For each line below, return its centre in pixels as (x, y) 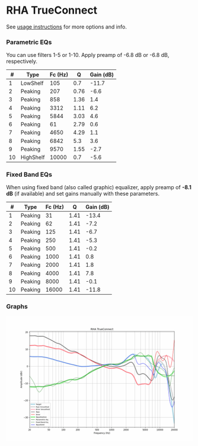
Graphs (17, 307)
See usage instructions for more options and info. (67, 27)
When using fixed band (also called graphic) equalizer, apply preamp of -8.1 (99, 187)
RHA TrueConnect (52, 10)
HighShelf (33, 157)
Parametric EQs (29, 42)
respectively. (22, 61)
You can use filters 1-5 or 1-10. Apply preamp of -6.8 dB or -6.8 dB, (88, 55)
